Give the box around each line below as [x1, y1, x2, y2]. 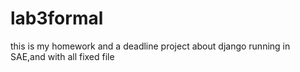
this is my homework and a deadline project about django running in [10, 40, 291, 52]
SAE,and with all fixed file [10, 50, 115, 62]
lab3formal [10, 7, 104, 30]
